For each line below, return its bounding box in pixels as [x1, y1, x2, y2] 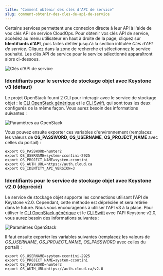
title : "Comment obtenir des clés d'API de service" [5, 7, 114, 12]
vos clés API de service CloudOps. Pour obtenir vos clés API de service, [5, 30, 149, 36]
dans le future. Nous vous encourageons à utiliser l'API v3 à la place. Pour [5, 205, 153, 211]
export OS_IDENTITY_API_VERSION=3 [5, 166, 75, 171]
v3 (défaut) [5, 84, 33, 91]
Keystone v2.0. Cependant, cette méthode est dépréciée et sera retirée [5, 200, 148, 205]
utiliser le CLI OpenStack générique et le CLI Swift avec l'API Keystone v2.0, [5, 210, 157, 216]
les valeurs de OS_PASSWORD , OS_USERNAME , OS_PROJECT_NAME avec [5, 134, 158, 140]
